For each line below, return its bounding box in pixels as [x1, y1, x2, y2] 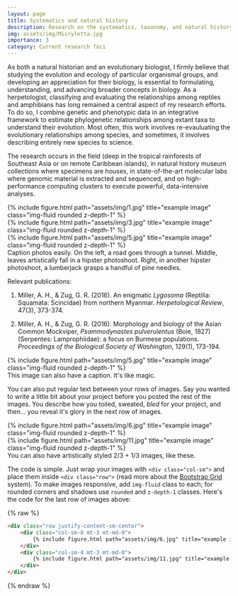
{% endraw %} [7, 582, 51, 590]
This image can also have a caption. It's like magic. [7, 371, 156, 379]
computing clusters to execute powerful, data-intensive [47, 182, 209, 190]
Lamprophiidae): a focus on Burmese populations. [53, 334, 200, 343]
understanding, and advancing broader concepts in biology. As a [7, 86, 197, 94]
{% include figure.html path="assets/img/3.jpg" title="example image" [7, 218, 212, 227]
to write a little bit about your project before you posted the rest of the [7, 393, 211, 400]
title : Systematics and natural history [7, 17, 129, 24]
